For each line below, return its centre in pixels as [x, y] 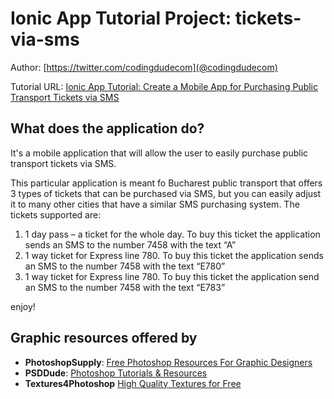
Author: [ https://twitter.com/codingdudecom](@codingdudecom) [144, 67]
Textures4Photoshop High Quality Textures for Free [133, 383]
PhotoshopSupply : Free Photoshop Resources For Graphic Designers [168, 362]
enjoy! [23, 306]
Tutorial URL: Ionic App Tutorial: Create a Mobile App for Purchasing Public [164, 86]
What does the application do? [107, 128]
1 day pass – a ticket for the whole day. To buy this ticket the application [172, 234]
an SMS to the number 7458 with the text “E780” [125, 266]
